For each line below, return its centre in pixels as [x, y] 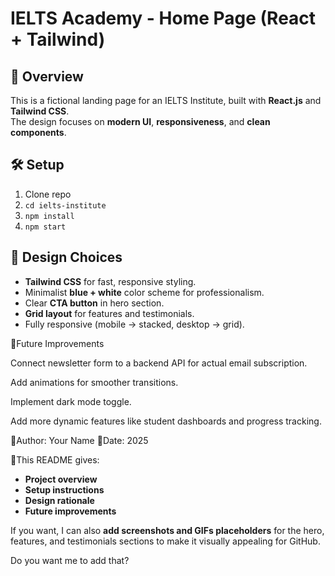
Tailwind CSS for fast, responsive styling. [110, 281]
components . [38, 132]
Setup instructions [64, 489]
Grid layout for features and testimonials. [109, 313]
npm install [49, 216]
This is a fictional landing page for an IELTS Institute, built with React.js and [166, 100]
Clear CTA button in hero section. [94, 303]
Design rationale [59, 500]
